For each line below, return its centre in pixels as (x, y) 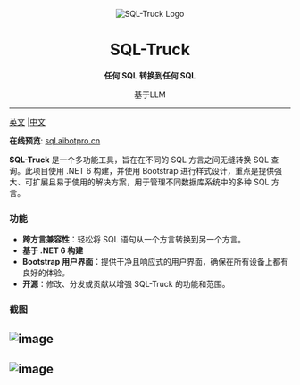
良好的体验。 (46, 273)
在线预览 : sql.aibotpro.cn (55, 140)
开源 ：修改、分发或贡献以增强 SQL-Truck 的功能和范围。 (126, 284)
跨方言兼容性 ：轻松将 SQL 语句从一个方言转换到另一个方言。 (134, 240)
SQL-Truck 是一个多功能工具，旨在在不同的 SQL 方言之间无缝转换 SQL (139, 160)
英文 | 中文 (28, 121)
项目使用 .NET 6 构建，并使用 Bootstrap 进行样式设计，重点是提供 (154, 170)
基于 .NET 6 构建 (53, 250)
